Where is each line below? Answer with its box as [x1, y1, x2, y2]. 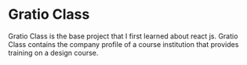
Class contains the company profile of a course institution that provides [8, 39, 239, 49]
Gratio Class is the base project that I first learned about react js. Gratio [8, 31, 238, 41]
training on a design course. [8, 48, 99, 57]
